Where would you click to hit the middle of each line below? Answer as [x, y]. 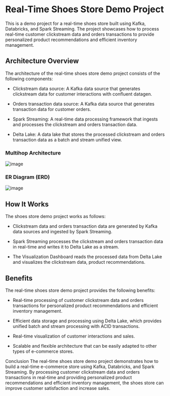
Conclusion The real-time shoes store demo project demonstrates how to [82, 361]
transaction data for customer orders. [52, 109]
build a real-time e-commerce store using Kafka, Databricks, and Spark [80, 367]
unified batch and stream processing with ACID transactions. [76, 326]
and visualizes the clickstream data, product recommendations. [79, 262]
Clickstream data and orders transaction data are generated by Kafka [85, 226]
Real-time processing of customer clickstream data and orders [78, 300]
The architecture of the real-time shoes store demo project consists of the [83, 73]
